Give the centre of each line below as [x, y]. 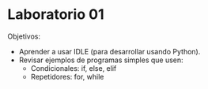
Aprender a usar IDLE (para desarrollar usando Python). [110, 51]
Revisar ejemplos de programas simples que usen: [101, 60]
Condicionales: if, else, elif [74, 68]
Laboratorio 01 [56, 15]
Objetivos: [24, 36]
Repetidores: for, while [67, 76]
